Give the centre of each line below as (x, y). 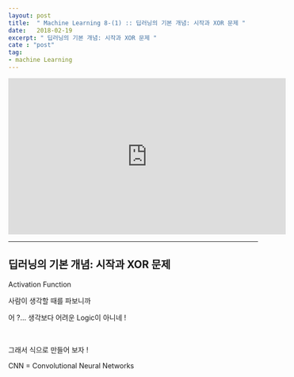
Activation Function (40, 284)
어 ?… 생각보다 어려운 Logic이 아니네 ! (67, 317)
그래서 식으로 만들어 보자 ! (48, 349)
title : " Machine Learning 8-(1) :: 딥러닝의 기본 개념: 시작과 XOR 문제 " (127, 23)
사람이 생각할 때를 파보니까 (50, 300)
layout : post (30, 15)
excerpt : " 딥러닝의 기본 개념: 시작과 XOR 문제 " (82, 38)
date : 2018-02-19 (40, 30)
